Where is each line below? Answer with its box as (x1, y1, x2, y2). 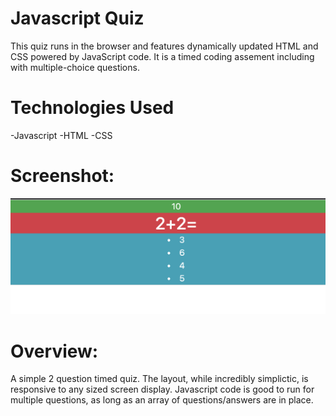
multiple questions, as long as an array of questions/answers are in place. (10, 394, 314, 406)
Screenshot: (10, 165, 115, 187)
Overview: (10, 340, 99, 362)
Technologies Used (10, 97, 175, 119)
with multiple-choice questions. (10, 61, 140, 73)
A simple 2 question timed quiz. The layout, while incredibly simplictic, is (10, 373, 309, 385)
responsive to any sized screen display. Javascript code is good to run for (10, 383, 315, 396)
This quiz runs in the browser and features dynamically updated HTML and (10, 40, 319, 52)
